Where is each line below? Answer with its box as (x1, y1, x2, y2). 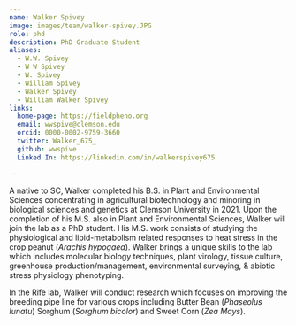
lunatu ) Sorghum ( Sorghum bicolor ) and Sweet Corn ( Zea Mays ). (9, 306, 246, 316)
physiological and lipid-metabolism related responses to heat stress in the (9, 232, 278, 243)
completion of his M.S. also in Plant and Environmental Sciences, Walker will (9, 213, 286, 224)
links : (9, 104, 34, 112)
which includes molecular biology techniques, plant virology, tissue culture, (9, 251, 284, 261)
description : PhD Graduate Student (9, 37, 140, 47)
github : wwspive (17, 144, 77, 153)
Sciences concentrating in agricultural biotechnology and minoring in (9, 194, 261, 205)
